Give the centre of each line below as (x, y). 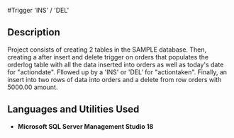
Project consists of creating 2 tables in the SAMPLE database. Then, (107, 50)
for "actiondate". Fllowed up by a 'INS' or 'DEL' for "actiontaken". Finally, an (117, 72)
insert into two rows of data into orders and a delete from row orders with (115, 79)
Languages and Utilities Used (73, 109)
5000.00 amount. (33, 87)
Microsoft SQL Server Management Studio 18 (85, 126)
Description (34, 32)
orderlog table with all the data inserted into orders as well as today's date (116, 64)
